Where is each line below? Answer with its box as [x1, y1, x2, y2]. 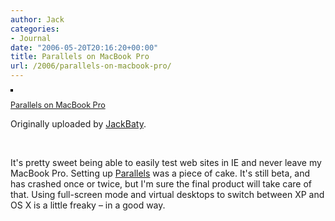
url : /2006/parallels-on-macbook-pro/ [10, 61, 172, 71]
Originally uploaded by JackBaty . [10, 118, 147, 130]
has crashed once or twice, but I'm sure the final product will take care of [10, 178, 313, 190]
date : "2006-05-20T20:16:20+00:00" [10, 42, 159, 53]
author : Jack [10, 14, 65, 25]
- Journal [10, 33, 52, 43]
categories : [10, 24, 60, 34]
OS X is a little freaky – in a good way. [10, 199, 166, 211]
